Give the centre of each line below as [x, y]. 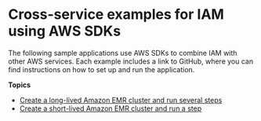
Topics [20, 85]
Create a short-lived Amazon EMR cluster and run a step [111, 108]
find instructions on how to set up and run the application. [101, 69]
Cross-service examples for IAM [116, 15]
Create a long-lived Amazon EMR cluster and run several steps [121, 100]
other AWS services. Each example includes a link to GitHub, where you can [130, 61]
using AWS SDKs [65, 31]
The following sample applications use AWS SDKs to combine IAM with [123, 53]
